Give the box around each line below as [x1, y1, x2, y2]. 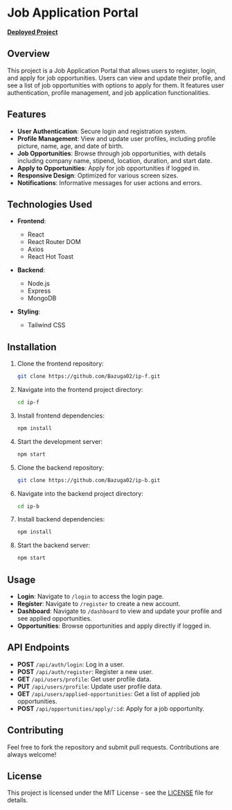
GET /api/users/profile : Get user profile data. [17, 675, 152, 683]
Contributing [7, 725, 64, 736]
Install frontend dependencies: [17, 411, 105, 420]
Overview [7, 48, 51, 60]
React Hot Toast [27, 252, 74, 261]
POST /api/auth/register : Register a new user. [17, 667, 154, 675]
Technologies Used [7, 198, 92, 210]
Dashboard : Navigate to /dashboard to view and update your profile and [17, 607, 222, 615]
